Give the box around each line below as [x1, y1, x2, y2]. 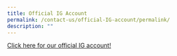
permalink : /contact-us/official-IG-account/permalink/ [7, 16, 170, 23]
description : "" [7, 23, 54, 29]
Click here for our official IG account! [7, 42, 112, 50]
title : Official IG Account [7, 10, 88, 17]
